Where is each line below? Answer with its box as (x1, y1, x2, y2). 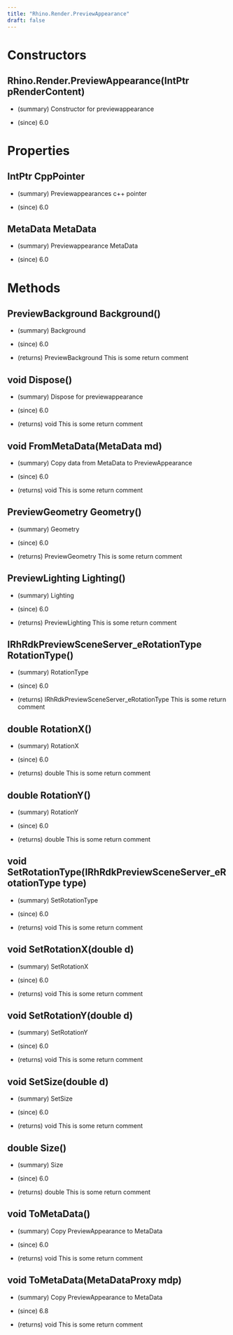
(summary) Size (17, 1161, 64, 1169)
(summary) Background (17, 326, 86, 335)
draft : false (7, 17, 45, 24)
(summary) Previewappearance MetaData (17, 241, 139, 250)
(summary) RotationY (17, 808, 79, 816)
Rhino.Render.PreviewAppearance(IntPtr (7, 75, 190, 87)
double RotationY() (7, 789, 91, 801)
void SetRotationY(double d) (7, 1010, 133, 1022)
